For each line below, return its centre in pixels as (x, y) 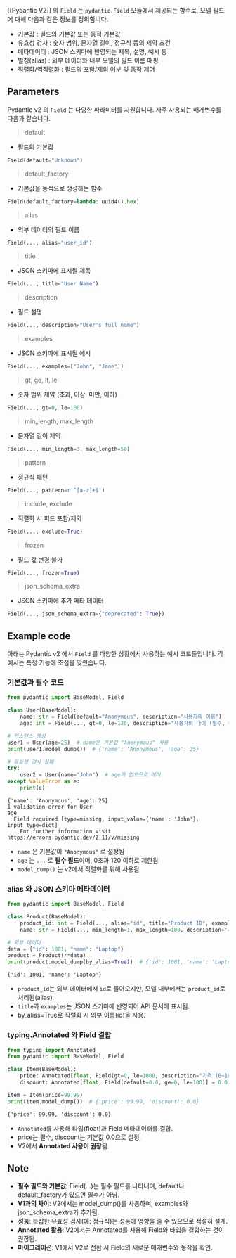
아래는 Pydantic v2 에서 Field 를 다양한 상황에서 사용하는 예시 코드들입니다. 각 (115, 654)
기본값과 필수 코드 (36, 683)
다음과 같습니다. (29, 118)
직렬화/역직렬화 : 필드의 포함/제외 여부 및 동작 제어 (86, 69)
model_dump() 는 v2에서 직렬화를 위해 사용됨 (78, 869)
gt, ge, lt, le (41, 380)
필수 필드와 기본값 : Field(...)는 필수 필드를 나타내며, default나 (101, 1186)
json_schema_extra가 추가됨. (58, 1212)
